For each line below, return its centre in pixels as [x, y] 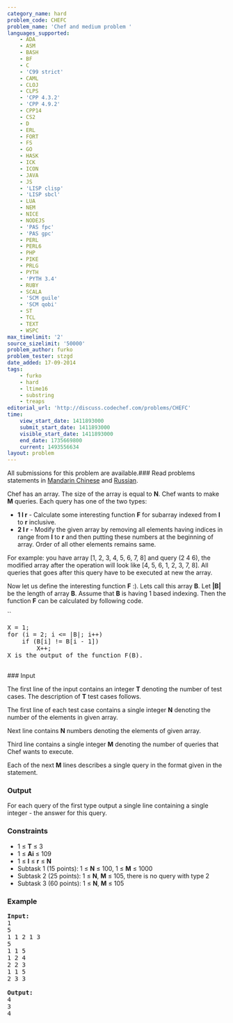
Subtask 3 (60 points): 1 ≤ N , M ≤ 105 [71, 883]
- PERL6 [31, 247]
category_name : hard [37, 14]
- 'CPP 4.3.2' [40, 98]
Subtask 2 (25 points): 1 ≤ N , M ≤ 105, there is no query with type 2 [113, 876]
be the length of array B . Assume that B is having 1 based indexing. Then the [116, 594]
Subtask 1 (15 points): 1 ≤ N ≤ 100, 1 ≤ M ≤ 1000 [85, 868]
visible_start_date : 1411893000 [66, 434]
